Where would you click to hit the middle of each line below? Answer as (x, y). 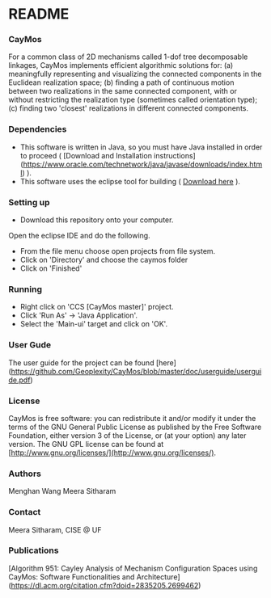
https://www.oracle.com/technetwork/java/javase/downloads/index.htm (143, 164)
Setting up (29, 202)
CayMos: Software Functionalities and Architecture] (94, 577)
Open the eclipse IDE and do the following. (80, 236)
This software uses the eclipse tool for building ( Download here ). (130, 181)
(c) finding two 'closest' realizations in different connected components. (129, 108)
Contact (25, 512)
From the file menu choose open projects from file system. (118, 251)
